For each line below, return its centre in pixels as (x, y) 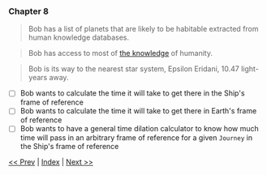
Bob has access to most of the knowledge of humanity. (121, 53)
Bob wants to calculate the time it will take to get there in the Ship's (132, 93)
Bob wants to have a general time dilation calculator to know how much (140, 129)
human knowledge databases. (79, 37)
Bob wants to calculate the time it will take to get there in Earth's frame (138, 111)
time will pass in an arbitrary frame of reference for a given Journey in (136, 138)
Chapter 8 (28, 11)
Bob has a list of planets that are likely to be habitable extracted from (143, 29)
